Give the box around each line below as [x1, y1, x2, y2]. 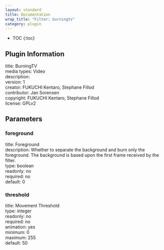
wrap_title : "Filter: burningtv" [5, 17, 75, 22]
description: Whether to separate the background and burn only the [5, 147, 145, 153]
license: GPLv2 [5, 100, 36, 106]
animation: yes [5, 224, 36, 230]
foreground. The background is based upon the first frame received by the [5, 152, 159, 158]
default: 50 [5, 240, 28, 246]
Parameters [5, 115, 43, 123]
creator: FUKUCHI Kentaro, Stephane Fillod [5, 84, 94, 90]
